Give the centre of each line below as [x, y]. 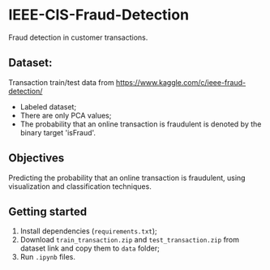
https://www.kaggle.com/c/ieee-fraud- [181, 82]
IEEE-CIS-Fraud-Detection [99, 15]
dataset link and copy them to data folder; [90, 248]
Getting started [48, 211]
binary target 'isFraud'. [58, 132]
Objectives [36, 159]
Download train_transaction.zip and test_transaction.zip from [130, 240]
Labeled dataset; [48, 106]
